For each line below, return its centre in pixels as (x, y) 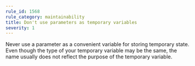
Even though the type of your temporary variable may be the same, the (91, 51)
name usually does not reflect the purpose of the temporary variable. (89, 57)
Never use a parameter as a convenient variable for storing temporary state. (97, 44)
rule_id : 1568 (23, 11)
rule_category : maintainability (45, 17)
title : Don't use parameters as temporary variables (71, 22)
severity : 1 (20, 28)
